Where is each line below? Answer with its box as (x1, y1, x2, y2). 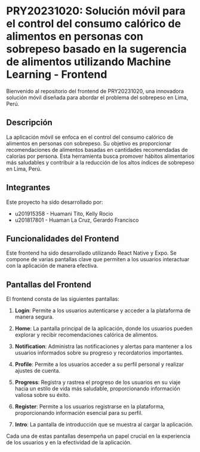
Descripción (6, 118, 53, 128)
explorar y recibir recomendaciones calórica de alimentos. (14, 331, 158, 338)
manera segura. (14, 313, 54, 320)
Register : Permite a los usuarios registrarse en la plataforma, (14, 403, 165, 410)
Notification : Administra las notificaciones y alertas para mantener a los (14, 343, 192, 350)
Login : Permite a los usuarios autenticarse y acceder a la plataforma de (14, 307, 191, 314)
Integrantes (6, 182, 51, 193)
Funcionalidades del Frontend (6, 233, 119, 243)
